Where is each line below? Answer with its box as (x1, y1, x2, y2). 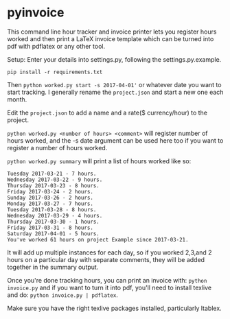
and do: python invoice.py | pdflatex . (7, 290, 119, 299)
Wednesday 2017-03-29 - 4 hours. (7, 212, 103, 219)
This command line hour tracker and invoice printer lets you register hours (7, 27, 217, 36)
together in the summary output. (7, 263, 99, 271)
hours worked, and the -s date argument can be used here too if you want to (7, 136, 224, 145)
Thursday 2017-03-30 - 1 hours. (7, 218, 100, 225)
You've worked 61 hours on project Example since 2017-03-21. (7, 236, 189, 243)
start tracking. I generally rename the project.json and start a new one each (7, 88, 224, 96)
